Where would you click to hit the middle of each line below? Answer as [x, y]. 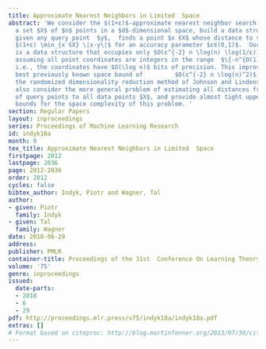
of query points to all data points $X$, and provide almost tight [129, 97]
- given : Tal [30, 222]
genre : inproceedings [44, 274]
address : [23, 244]
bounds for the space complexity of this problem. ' [104, 104]
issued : [21, 281]
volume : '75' [30, 267]
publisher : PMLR [35, 251]
